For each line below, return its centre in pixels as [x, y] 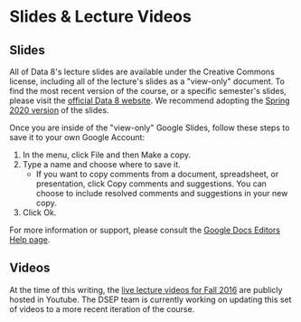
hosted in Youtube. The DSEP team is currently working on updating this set [150, 299]
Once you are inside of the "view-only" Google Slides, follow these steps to [150, 128]
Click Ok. [39, 213]
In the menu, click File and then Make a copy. [107, 155]
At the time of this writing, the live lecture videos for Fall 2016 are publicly [146, 289]
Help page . [30, 240]
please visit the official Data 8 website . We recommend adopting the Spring [150, 100]
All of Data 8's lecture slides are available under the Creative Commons [142, 71]
